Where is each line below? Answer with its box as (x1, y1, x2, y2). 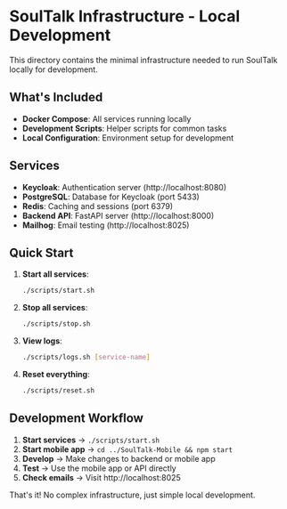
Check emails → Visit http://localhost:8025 (21, 472, 181, 482)
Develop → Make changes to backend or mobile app (21, 453, 216, 464)
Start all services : (21, 269, 89, 279)
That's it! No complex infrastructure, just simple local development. (9, 489, 256, 500)
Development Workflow (9, 411, 144, 426)
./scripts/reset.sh (21, 386, 95, 395)
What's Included (9, 90, 103, 105)
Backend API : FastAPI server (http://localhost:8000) (21, 210, 215, 221)
